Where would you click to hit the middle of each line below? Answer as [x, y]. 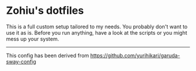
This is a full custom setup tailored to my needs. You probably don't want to [97, 27]
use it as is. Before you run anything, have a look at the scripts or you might [97, 32]
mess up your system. [33, 39]
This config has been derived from [48, 55]
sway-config [21, 61]
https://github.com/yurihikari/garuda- [135, 55]
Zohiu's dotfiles [45, 11]
